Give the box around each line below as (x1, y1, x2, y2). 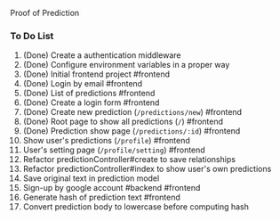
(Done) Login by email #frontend (22, 78, 143, 89)
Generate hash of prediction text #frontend (22, 192, 181, 203)
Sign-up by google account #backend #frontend (22, 183, 201, 193)
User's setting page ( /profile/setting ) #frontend (22, 144, 205, 155)
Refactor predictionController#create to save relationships (22, 154, 236, 165)
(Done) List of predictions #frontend (22, 88, 156, 99)
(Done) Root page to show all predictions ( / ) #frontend (22, 116, 224, 127)
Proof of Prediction (10, 8, 80, 18)
